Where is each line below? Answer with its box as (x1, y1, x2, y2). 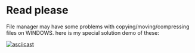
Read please (6, 4, 69, 17)
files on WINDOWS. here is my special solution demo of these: (6, 29, 160, 36)
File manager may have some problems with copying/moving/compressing (6, 23, 190, 30)
